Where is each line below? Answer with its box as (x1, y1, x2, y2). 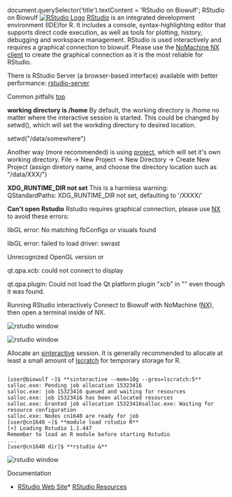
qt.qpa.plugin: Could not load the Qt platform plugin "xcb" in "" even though (7, 280, 226, 288)
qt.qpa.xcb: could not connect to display (7, 266, 124, 275)
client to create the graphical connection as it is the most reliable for (7, 50, 203, 59)
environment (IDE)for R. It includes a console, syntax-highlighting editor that (7, 21, 226, 29)
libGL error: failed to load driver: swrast (7, 239, 120, 247)
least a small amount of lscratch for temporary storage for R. (7, 356, 182, 364)
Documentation (7, 469, 52, 477)
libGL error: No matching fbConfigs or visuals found (7, 226, 157, 233)
